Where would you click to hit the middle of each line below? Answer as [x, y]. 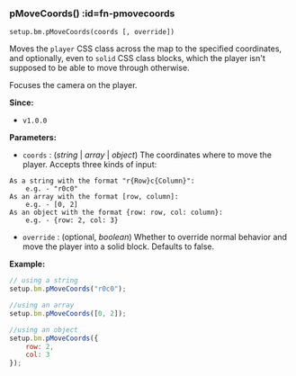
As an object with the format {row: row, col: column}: [116, 213]
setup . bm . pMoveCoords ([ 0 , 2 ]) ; [68, 313]
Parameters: [33, 138]
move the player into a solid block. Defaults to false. [118, 246]
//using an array [42, 305]
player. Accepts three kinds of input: [90, 165]
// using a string [44, 281]
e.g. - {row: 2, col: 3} [72, 220]
